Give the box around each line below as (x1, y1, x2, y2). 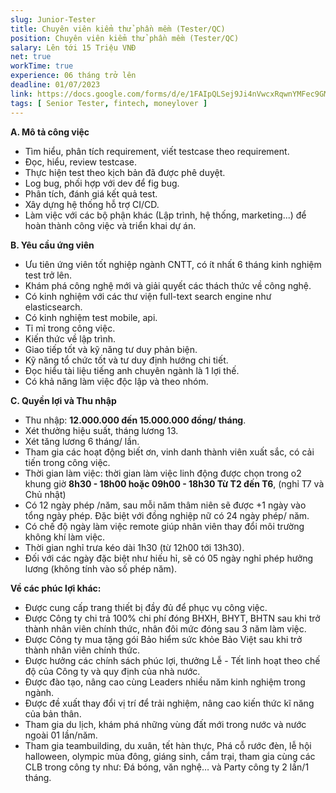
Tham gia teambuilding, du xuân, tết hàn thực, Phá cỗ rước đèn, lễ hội (24, 739, 312, 751)
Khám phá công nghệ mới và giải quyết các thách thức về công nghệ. (24, 279, 312, 291)
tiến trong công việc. (24, 456, 111, 468)
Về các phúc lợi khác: (10, 582, 102, 594)
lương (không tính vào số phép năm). (24, 562, 178, 575)
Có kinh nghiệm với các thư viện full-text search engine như (24, 290, 272, 302)
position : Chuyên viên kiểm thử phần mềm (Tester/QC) (10, 33, 240, 43)
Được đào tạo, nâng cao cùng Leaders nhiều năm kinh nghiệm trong (24, 676, 306, 688)
